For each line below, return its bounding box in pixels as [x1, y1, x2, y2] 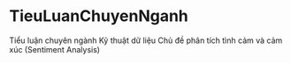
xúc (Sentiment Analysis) [9, 44, 100, 54]
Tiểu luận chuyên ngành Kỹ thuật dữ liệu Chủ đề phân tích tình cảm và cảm [9, 35, 283, 45]
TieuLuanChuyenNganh [9, 6, 188, 26]
